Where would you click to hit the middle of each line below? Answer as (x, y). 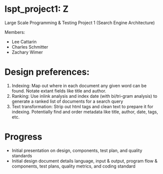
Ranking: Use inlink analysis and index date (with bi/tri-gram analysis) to (84, 96)
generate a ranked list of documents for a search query (67, 101)
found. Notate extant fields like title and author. (59, 91)
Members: (15, 32)
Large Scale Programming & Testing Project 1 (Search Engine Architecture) (80, 23)
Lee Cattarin (24, 42)
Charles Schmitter (30, 47)
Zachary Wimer (27, 52)
